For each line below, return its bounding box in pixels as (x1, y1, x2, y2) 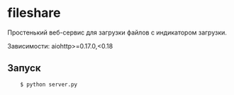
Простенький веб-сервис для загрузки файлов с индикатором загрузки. (7, 28, 227, 37)
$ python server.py (20, 81, 78, 88)
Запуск (7, 62, 41, 75)
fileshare (7, 5, 61, 21)
